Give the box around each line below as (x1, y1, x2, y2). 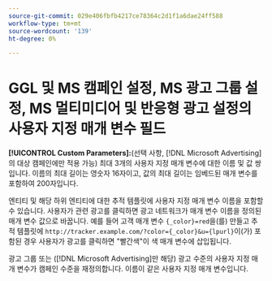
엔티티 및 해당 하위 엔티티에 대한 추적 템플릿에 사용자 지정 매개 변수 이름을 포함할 (8, 196, 264, 205)
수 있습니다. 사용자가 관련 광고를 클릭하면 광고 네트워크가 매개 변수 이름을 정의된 (8, 206, 262, 216)
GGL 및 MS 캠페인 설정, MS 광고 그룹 (8, 79, 242, 97)
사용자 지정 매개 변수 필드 (8, 119, 166, 138)
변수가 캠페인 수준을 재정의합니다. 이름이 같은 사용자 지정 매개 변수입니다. (16, 264, 249, 274)
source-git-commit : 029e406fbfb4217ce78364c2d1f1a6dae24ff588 (8, 11, 223, 20)
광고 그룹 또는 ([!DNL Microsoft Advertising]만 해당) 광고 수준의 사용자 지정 (8, 253, 250, 264)
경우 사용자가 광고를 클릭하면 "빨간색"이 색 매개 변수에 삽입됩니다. (23, 236, 231, 246)
